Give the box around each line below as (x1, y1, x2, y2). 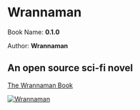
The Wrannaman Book (7, 81, 74, 89)
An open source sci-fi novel (7, 62, 134, 75)
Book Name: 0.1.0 (7, 28, 60, 36)
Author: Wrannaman (7, 41, 69, 50)
